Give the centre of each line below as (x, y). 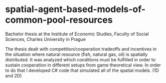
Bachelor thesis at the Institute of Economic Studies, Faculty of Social (77, 34)
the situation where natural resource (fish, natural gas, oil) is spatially (76, 54)
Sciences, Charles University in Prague (46, 39)
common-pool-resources (59, 20)
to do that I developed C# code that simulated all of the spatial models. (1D (82, 70)
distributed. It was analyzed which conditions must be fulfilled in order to (80, 59)
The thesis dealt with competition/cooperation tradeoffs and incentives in (81, 49)
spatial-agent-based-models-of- (75, 9)
